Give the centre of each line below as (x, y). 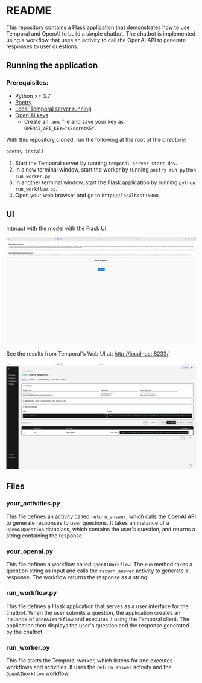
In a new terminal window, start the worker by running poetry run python (106, 169)
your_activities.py (33, 503)
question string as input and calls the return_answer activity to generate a (97, 571)
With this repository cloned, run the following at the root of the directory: (96, 139)
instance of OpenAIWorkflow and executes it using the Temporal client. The (98, 619)
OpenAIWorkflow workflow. (38, 673)
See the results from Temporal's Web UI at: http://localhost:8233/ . (88, 353)
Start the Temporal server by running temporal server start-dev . (96, 163)
